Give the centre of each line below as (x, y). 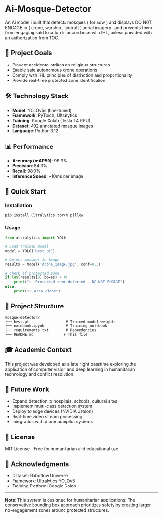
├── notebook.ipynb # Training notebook (56, 326)
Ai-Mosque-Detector (48, 9)
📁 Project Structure (34, 306)
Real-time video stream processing (47, 417)
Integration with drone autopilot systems (52, 422)
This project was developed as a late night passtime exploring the (71, 364)
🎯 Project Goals (29, 53)
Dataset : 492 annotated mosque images (52, 126)
